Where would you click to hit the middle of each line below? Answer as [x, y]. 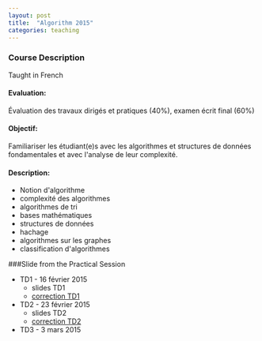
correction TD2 [56, 321]
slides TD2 [49, 313]
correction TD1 [56, 296]
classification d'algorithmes [65, 249]
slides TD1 [48, 288]
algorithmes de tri [48, 207]
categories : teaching [44, 30]
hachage [34, 232]
